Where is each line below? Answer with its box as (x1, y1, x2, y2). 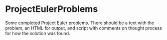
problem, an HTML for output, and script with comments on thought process (5, 25, 162, 31)
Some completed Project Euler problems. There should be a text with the (5, 20, 155, 26)
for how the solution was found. (5, 30, 71, 36)
